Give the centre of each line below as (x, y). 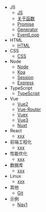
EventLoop (28, 35)
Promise (26, 24)
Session (25, 77)
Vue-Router (29, 109)
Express (25, 83)
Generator (27, 29)
